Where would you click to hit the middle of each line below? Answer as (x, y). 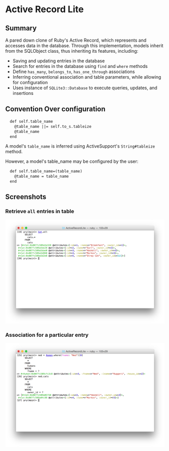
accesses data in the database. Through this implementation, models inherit (84, 46)
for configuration (30, 82)
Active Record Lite (45, 9)
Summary (21, 28)
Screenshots (26, 197)
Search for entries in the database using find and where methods (80, 66)
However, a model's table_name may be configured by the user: (72, 161)
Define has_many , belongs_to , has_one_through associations (74, 72)
